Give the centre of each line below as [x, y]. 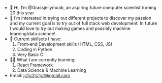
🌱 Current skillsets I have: [35, 39]
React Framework [35, 65]
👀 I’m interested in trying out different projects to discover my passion [81, 18]
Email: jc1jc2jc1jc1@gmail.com [40, 75]
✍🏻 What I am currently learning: [43, 60]
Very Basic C [30, 55]
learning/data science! [32, 34]
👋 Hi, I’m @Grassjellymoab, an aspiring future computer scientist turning [83, 8]
